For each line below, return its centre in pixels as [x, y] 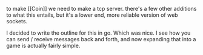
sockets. [17, 21]
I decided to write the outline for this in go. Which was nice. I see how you [98, 33]
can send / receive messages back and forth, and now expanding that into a [101, 39]
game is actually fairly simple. [43, 45]
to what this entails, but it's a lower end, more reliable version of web [92, 15]
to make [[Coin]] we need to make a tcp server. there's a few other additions [101, 9]
